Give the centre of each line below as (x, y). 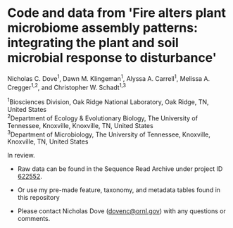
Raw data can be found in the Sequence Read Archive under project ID (120, 169)
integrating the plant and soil (93, 43)
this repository (38, 198)
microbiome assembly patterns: (103, 28)
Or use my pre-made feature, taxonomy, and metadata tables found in (119, 190)
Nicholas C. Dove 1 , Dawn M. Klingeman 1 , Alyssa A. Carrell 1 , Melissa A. (109, 77)
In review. (21, 156)
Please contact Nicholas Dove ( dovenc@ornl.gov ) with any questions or (122, 211)
